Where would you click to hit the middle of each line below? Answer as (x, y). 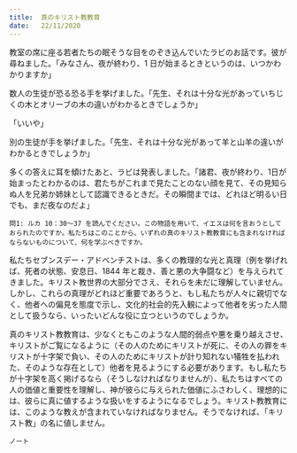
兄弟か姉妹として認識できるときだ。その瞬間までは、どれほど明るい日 (160, 194)
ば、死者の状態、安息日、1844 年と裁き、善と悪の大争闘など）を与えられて (147, 270)
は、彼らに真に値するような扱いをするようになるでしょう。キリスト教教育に (148, 401)
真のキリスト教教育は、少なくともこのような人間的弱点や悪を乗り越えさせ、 (148, 334)
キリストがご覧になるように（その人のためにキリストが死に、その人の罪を (145, 345)
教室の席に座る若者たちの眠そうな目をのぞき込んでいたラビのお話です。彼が (148, 52)
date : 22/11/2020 (45, 26)
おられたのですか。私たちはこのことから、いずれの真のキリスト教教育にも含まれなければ (147, 233)
